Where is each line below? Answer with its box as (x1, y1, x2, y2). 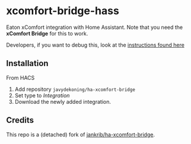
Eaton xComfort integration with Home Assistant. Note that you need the (6, 24, 183, 31)
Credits (6, 115, 34, 125)
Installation (6, 58, 49, 68)
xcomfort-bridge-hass (6, 4, 120, 18)
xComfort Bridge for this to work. (6, 30, 88, 37)
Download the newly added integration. (14, 98, 112, 105)
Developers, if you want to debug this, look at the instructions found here (6, 41, 185, 48)
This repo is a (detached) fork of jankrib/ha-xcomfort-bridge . (6, 131, 155, 138)
